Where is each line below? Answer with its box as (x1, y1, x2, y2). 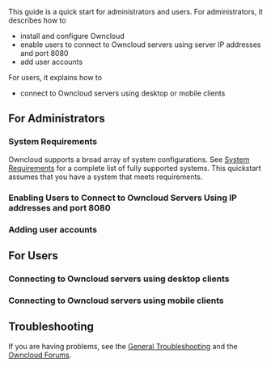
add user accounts (19, 57, 83, 66)
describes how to (8, 15, 66, 25)
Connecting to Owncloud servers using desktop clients (8, 273, 230, 284)
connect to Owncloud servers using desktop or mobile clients (19, 88, 226, 98)
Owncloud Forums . (8, 350, 72, 360)
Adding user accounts (8, 224, 98, 235)
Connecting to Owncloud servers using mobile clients (8, 295, 224, 306)
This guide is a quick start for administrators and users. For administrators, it (8, 7, 263, 16)
